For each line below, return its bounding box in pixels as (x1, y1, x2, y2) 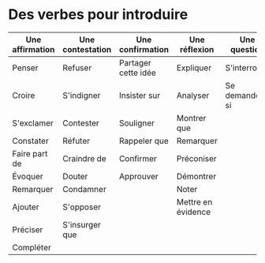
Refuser (62, 62, 92, 73)
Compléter (12, 242, 51, 253)
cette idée (118, 67, 156, 78)
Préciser (12, 224, 43, 235)
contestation (62, 43, 112, 54)
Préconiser (176, 152, 217, 163)
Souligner (118, 117, 155, 128)
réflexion (180, 43, 215, 54)
